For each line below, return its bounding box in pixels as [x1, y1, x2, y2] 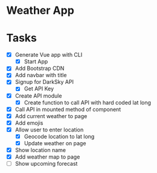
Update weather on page [24, 139, 86, 146]
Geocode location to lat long [24, 133, 95, 140]
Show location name [14, 146, 66, 154]
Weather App [6, 4, 74, 17]
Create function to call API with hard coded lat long [24, 99, 152, 106]
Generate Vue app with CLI [14, 51, 83, 58]
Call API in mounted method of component [14, 105, 121, 113]
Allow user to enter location [14, 126, 84, 133]
